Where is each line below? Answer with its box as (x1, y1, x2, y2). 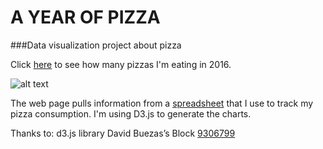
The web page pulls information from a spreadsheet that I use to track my (10, 97, 314, 109)
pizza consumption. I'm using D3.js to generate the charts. (10, 107, 252, 120)
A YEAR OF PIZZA (10, 6, 161, 29)
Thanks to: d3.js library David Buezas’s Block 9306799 (10, 127, 236, 139)
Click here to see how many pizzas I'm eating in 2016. (10, 58, 232, 70)
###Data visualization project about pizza (10, 39, 182, 51)
